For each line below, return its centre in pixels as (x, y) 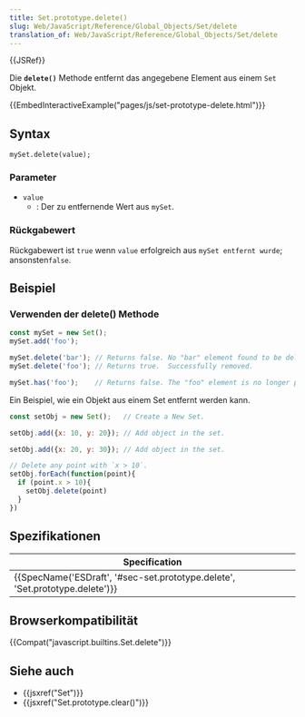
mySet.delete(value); (50, 155)
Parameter (33, 178)
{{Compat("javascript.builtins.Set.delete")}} (91, 643)
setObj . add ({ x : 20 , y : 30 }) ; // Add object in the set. (117, 449)
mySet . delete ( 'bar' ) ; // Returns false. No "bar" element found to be (146, 358)
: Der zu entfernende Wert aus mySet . (105, 207)
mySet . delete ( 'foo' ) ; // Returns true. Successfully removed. (132, 367)
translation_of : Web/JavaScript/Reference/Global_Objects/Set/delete (144, 34)
